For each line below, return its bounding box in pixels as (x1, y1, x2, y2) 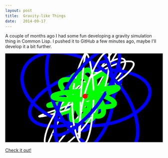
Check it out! (5, 147, 31, 153)
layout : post (5, 8, 32, 13)
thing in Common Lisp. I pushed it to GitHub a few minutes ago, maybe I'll (5, 38, 156, 44)
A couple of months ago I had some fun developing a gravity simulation (5, 33, 152, 39)
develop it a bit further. (5, 43, 52, 49)
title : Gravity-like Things (5, 13, 66, 18)
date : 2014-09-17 (5, 18, 46, 23)
